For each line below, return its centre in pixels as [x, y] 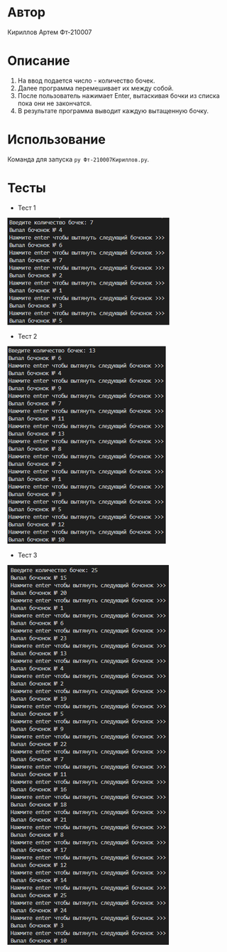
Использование [57, 140]
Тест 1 [27, 208]
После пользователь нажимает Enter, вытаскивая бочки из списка [118, 95]
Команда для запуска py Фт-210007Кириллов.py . [78, 159]
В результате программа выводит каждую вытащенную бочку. [113, 110]
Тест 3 [27, 555]
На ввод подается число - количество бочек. [86, 80]
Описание [39, 61]
